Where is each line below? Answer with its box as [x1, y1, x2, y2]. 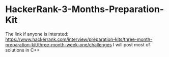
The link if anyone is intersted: [5, 31, 69, 37]
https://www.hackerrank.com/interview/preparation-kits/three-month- [5, 36, 153, 42]
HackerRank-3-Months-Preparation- [5, 4, 164, 15]
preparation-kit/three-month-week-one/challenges [5, 41, 112, 47]
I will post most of [112, 41, 150, 47]
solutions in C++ [5, 47, 40, 53]
